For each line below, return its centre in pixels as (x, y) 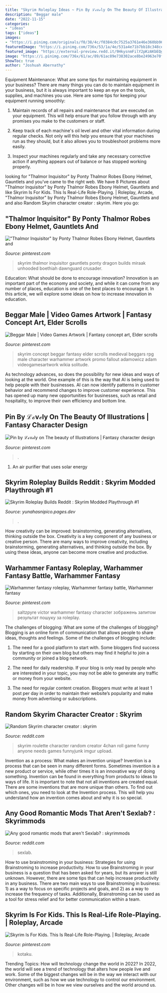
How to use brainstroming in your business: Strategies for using (70, 862)
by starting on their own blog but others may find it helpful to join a (81, 653)
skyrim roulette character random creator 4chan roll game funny (83, 745)
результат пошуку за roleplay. (49, 618)
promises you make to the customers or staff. (59, 121)
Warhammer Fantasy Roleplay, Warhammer (74, 568)
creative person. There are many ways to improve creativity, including (77, 542)
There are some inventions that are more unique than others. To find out (79, 787)
